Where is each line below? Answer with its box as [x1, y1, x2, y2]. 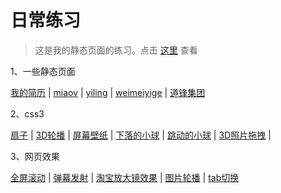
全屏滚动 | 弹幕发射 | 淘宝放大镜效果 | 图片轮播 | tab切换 [10, 171, 240, 183]
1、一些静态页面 [10, 65, 76, 77]
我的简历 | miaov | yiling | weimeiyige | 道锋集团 [10, 86, 206, 98]
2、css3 [10, 107, 45, 120]
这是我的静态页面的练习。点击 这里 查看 [34, 44, 198, 56]
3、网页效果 [10, 150, 60, 162]
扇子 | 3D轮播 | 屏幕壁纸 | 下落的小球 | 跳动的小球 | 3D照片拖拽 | [10, 129, 272, 141]
